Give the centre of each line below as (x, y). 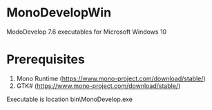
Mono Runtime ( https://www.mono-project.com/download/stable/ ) (111, 78)
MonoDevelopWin (59, 13)
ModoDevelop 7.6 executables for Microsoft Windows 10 (87, 32)
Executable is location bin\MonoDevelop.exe (69, 99)
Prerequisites (46, 59)
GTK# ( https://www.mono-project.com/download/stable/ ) (98, 86)
